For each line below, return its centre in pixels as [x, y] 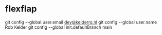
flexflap [21, 9]
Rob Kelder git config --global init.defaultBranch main [59, 27]
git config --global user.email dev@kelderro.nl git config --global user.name [81, 22]
